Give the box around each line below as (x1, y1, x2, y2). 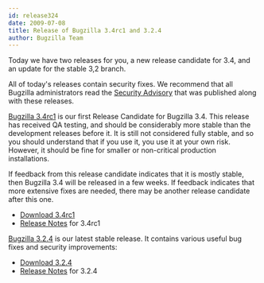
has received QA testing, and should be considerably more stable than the (8, 120, 251, 130)
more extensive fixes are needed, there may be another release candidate (8, 186, 250, 196)
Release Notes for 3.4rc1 (19, 219, 101, 228)
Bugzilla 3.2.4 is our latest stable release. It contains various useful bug (8, 234, 243, 243)
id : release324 (8, 11, 59, 20)
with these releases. (8, 96, 74, 106)
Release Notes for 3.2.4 (19, 266, 98, 276)
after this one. (8, 195, 54, 204)
